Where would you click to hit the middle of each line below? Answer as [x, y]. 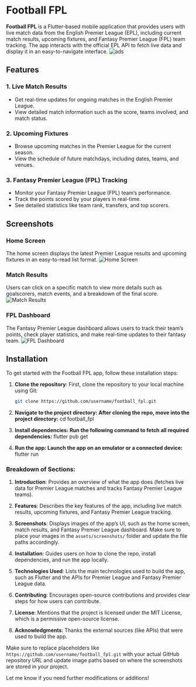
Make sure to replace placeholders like [53, 648]
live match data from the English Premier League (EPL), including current [94, 32]
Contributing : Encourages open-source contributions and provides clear [102, 595]
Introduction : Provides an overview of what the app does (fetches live [99, 482]
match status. [31, 118]
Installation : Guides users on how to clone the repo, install [85, 554]
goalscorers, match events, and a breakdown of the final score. [82, 294]
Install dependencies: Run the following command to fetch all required [102, 430]
